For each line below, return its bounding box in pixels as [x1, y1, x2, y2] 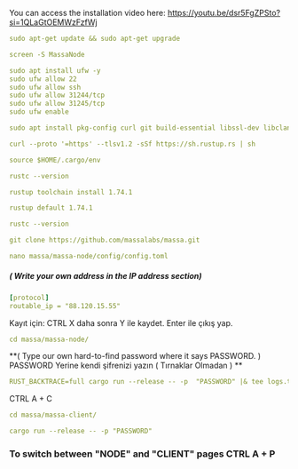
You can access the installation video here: [9, 8, 166, 18]
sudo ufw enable [9, 107, 69, 116]
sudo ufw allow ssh [9, 83, 82, 91]
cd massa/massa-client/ [9, 410, 98, 420]
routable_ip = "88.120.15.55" [9, 301, 122, 310]
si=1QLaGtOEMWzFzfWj [9, 17, 98, 28]
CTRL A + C [9, 393, 53, 404]
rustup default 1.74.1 [9, 203, 93, 212]
